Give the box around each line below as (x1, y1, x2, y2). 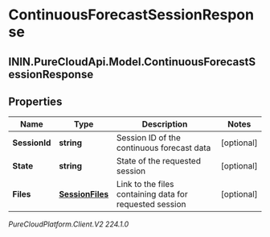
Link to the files (116, 179, 174, 190)
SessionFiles (59, 189, 109, 200)
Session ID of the (116, 132, 181, 143)
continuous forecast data (116, 143, 211, 154)
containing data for (116, 189, 188, 200)
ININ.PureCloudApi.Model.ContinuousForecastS (8, 55, 256, 69)
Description (141, 118, 188, 130)
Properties (8, 94, 63, 108)
